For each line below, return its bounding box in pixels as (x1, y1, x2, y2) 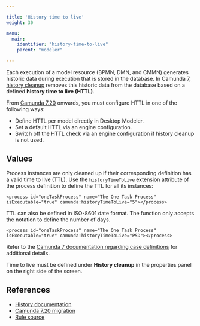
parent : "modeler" (17, 47, 63, 53)
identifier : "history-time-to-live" (17, 41, 109, 48)
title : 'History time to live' (6, 14, 84, 20)
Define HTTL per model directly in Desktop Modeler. (14, 117, 144, 124)
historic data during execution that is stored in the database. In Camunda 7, (6, 75, 192, 82)
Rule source (14, 313, 45, 321)
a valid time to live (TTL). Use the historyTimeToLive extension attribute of (6, 176, 189, 183)
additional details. (6, 249, 50, 257)
